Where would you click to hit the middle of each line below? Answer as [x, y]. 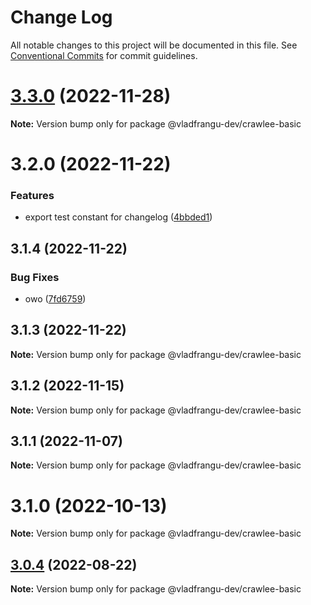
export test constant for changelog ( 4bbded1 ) [118, 217]
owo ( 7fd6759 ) [55, 299]
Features [32, 195]
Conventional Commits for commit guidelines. [104, 55]
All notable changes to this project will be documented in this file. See [154, 45]
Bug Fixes [35, 277]
